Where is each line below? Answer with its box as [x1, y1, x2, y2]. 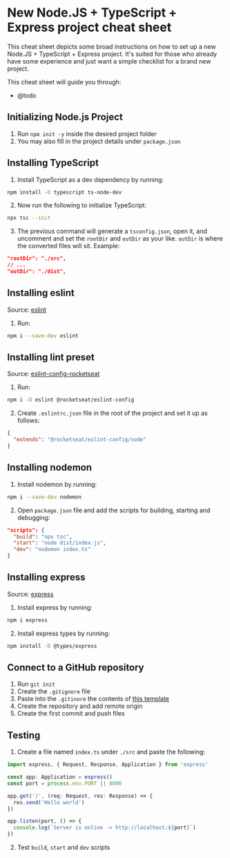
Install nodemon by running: [17, 480, 97, 488]
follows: [17, 416, 40, 425]
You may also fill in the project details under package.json [17, 137, 181, 145]
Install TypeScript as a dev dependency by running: [17, 175, 164, 184]
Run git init [17, 680, 55, 689]
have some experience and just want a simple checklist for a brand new [7, 57, 211, 65]
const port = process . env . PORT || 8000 [7, 780, 122, 787]
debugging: [17, 513, 50, 521]
